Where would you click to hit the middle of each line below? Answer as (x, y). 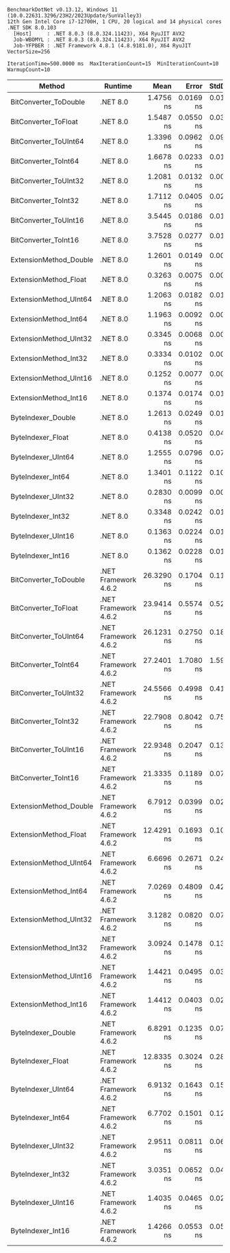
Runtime (118, 86)
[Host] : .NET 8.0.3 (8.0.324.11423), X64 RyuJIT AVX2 (99, 34)
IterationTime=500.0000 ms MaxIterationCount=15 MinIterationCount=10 (113, 64)
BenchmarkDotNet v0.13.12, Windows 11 (62, 10)
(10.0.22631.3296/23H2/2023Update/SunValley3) (75, 16)
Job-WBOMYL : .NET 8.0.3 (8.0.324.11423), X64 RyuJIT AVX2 (99, 40)
